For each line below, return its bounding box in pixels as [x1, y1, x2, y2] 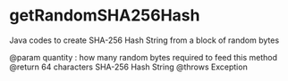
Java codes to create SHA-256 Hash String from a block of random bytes [9, 35, 280, 45]
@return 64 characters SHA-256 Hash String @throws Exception [9, 61, 248, 72]
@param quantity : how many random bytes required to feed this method [9, 52, 278, 62]
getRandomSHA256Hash [9, 5, 200, 26]
